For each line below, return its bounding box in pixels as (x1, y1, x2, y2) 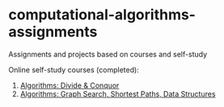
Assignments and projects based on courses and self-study (8, 49, 208, 59)
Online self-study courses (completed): (8, 64, 139, 74)
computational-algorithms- (8, 6, 197, 24)
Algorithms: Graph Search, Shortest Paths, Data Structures (19, 88, 216, 98)
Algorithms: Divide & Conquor (19, 80, 120, 90)
